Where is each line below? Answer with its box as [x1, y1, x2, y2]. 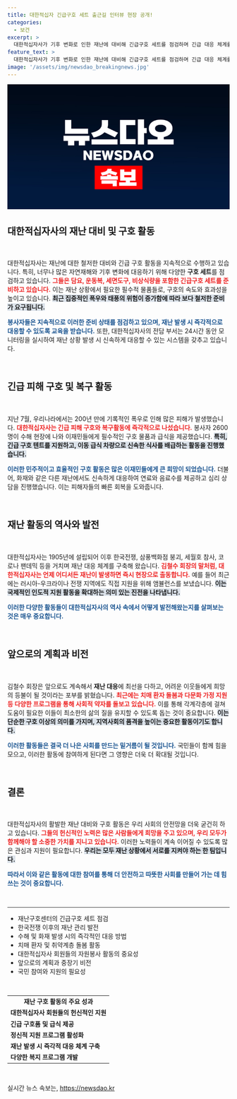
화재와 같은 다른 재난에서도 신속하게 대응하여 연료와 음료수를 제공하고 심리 [16, 473, 220, 482]
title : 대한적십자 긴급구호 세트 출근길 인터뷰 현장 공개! [7, 11, 153, 18]
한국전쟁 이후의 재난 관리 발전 [17, 923, 99, 932]
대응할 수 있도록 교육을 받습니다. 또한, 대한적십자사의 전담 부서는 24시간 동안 [7, 327, 217, 335]
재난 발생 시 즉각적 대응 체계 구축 [10, 1042, 100, 1050]
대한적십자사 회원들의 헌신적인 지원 [10, 1009, 107, 1017]
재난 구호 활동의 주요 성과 [23, 997, 94, 1006]
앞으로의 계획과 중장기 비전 [17, 958, 92, 967]
